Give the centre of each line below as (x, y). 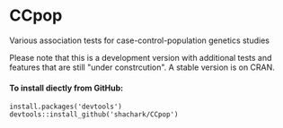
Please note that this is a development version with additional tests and (141, 57)
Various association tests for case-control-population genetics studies (139, 40)
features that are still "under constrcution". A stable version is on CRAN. (142, 67)
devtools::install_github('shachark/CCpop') (94, 115)
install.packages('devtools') (66, 107)
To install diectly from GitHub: (66, 88)
